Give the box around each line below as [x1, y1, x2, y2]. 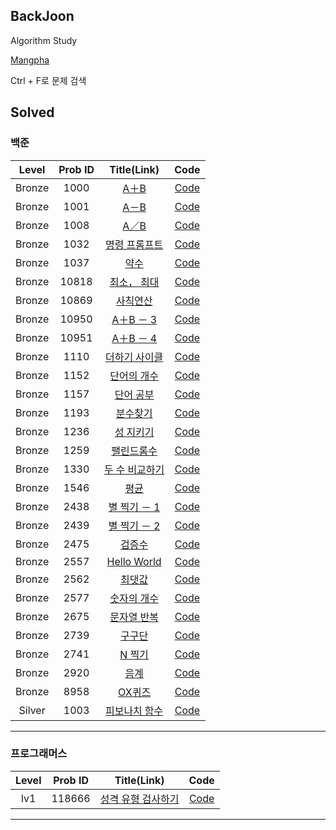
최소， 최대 [109, 275, 160, 289]
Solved [10, 104, 55, 121]
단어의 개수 [109, 369, 159, 383]
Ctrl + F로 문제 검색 [10, 74, 87, 86]
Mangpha [10, 54, 50, 66]
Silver [18, 703, 46, 717]
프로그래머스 [10, 747, 68, 761]
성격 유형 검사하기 [99, 792, 180, 806]
